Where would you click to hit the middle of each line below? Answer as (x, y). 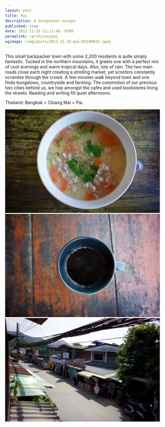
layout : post (18, 10)
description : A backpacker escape (41, 21)
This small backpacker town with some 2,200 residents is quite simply (76, 56)
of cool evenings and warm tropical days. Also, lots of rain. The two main (79, 67)
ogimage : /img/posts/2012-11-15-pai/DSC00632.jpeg (58, 42)
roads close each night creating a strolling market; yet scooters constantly (80, 72)
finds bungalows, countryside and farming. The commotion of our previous (81, 82)
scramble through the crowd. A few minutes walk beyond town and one (77, 77)
